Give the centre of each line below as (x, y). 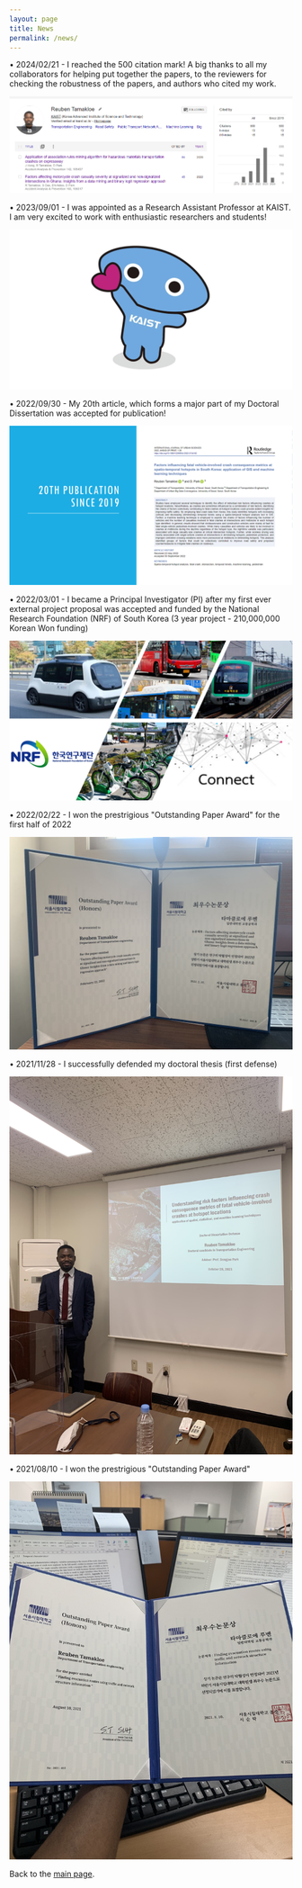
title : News (31, 28)
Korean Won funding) (49, 628)
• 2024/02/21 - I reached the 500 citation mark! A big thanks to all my (138, 65)
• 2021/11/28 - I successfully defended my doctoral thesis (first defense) (143, 1064)
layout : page (34, 19)
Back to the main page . (52, 1874)
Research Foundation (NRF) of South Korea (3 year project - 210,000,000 (145, 619)
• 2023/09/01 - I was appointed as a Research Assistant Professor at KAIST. (151, 208)
